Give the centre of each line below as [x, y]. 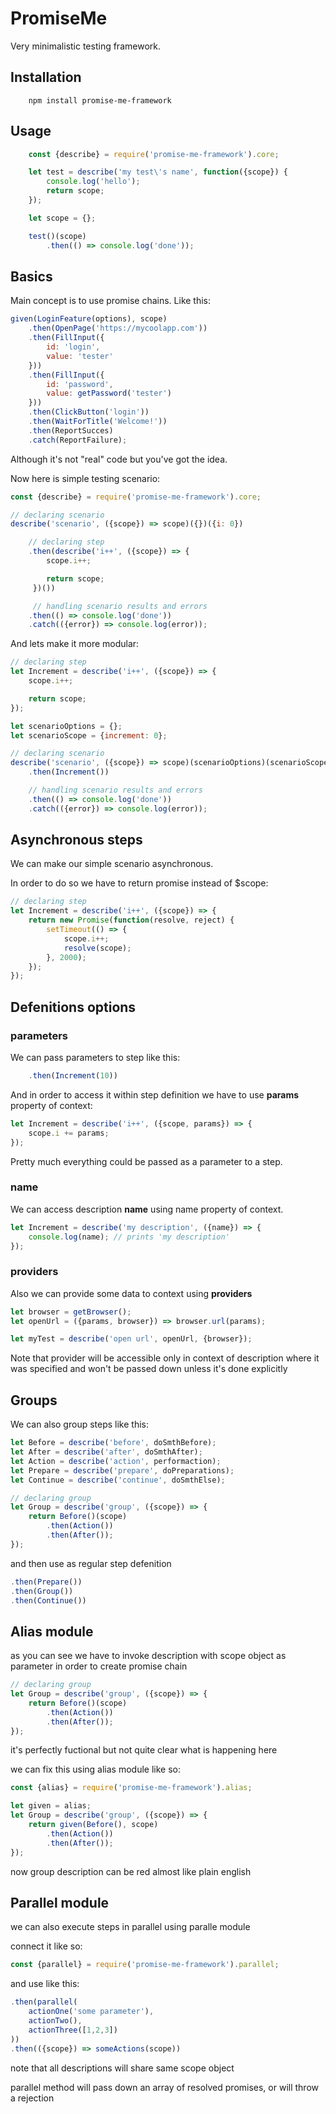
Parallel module [60, 1902]
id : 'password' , [80, 384]
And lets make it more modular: [75, 644]
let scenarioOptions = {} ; [66, 726]
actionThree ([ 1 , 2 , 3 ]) [73, 2030]
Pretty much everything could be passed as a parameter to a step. [146, 1161]
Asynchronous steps [76, 840]
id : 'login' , [73, 347]
